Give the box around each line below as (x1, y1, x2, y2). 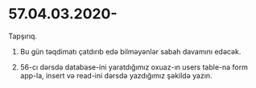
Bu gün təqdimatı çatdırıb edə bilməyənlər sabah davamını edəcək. (19, 46, 242, 56)
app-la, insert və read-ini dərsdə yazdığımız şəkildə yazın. (19, 70, 213, 80)
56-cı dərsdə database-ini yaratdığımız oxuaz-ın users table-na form (19, 62, 248, 72)
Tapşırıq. (8, 31, 38, 41)
